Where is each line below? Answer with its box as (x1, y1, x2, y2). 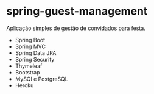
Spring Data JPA (15, 49, 57, 56)
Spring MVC (15, 43, 46, 50)
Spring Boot (15, 36, 46, 43)
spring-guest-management (6, 4, 148, 18)
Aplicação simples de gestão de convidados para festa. (6, 24, 146, 32)
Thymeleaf (15, 62, 43, 70)
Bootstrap (15, 68, 40, 76)
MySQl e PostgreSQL (15, 75, 68, 82)
